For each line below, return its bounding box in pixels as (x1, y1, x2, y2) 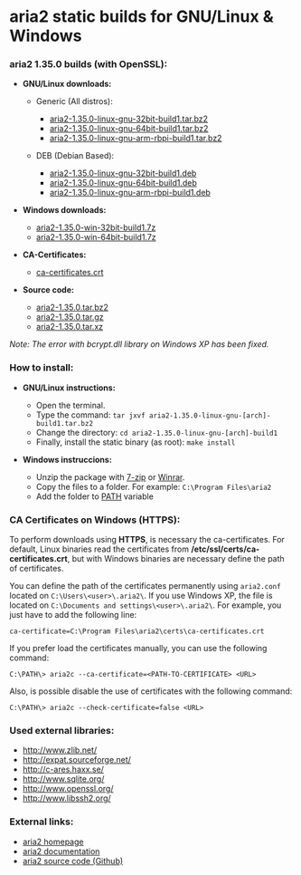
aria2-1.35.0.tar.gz (35, 312, 104, 322)
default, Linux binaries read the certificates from (9, 543, 190, 554)
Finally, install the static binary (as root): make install (35, 437, 236, 447)
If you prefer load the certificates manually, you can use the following (9, 643, 268, 654)
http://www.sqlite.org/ (22, 774, 105, 784)
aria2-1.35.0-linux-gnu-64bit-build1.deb (49, 178, 197, 188)
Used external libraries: (9, 725, 115, 736)
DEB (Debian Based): (35, 150, 115, 161)
